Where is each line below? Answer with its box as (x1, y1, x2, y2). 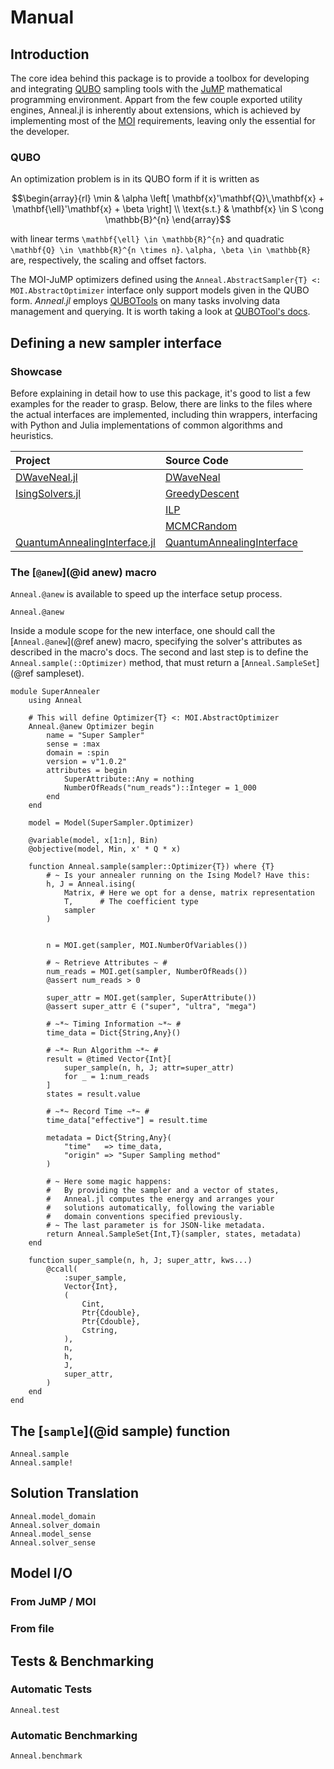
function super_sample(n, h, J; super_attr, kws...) (28, 1256, 253, 1266)
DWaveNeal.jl (15, 470, 78, 484)
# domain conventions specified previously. (46, 1212, 244, 1222)
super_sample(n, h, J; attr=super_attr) (63, 1063, 235, 1073)
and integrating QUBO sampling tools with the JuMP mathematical (10, 83, 283, 95)
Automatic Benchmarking (10, 1728, 138, 1742)
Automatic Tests (10, 1682, 93, 1696)
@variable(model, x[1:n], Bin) (28, 836, 159, 846)
